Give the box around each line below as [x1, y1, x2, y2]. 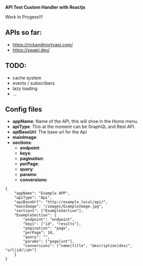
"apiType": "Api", [14, 195, 52, 200]
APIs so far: [5, 28, 42, 37]
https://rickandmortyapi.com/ [12, 41, 73, 47]
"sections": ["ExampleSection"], [14, 208, 84, 213]
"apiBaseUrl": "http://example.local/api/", [14, 199, 108, 204]
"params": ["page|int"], [23, 239, 75, 244]
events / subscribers [12, 80, 55, 86]
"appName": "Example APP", [14, 191, 70, 196]
